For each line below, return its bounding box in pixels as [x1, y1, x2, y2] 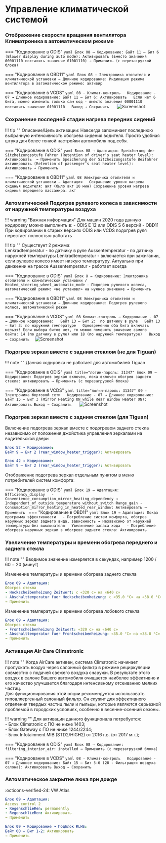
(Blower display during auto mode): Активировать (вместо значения [5, 54, 147, 59]
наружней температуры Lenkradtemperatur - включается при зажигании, [5, 253, 160, 259]
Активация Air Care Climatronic [5, 648, 84, 655]
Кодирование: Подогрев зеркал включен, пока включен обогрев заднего [5, 375, 152, 379]
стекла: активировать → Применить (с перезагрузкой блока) [5, 379, 129, 384]
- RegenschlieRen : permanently [5, 806, 70, 811]
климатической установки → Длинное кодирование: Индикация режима [5, 77, 145, 82]
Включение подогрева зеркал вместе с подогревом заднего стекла [5, 425, 149, 431]
